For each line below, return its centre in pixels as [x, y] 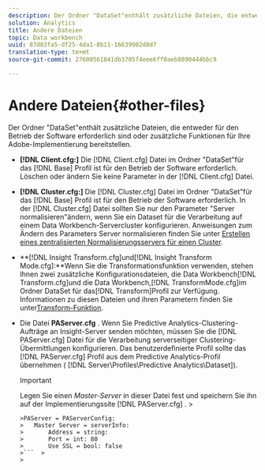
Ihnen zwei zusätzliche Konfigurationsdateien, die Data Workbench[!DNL [138, 274]
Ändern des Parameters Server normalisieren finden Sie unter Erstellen [135, 233]
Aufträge [34, 331]
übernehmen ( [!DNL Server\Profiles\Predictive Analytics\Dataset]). [129, 365]
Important [35, 380]
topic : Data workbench [45, 38]
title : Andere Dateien [45, 30]
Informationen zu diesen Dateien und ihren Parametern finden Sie [126, 299]
